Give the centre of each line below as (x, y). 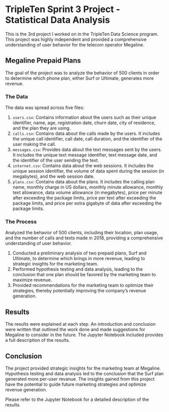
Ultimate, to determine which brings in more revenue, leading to (79, 259)
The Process (21, 222)
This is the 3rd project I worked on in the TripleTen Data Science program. (82, 34)
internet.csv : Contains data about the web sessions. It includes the (83, 166)
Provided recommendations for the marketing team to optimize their (83, 285)
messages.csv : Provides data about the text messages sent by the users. (87, 149)
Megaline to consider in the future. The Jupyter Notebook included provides (84, 335)
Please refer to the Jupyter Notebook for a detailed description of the (77, 399)
